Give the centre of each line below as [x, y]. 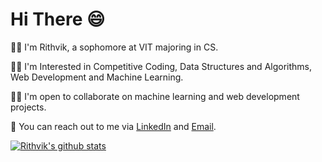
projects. [28, 107]
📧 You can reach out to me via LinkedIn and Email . [113, 126]
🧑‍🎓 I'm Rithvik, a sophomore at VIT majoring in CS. [114, 47]
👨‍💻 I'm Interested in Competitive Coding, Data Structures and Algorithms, [161, 66]
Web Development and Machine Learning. [97, 77]
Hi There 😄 [58, 19]
